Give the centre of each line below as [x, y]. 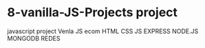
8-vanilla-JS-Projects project [92, 13]
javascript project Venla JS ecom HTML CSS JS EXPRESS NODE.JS [103, 31]
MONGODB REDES [34, 38]
